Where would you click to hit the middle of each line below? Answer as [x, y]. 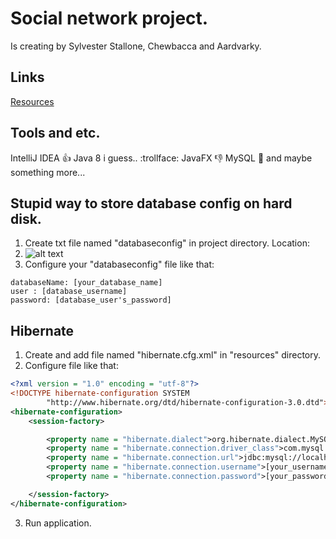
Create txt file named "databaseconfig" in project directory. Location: [167, 243]
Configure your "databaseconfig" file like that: [119, 264]
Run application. [58, 523]
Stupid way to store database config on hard [151, 203]
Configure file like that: [71, 366]
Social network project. [109, 18]
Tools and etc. [55, 133]
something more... [48, 172]
